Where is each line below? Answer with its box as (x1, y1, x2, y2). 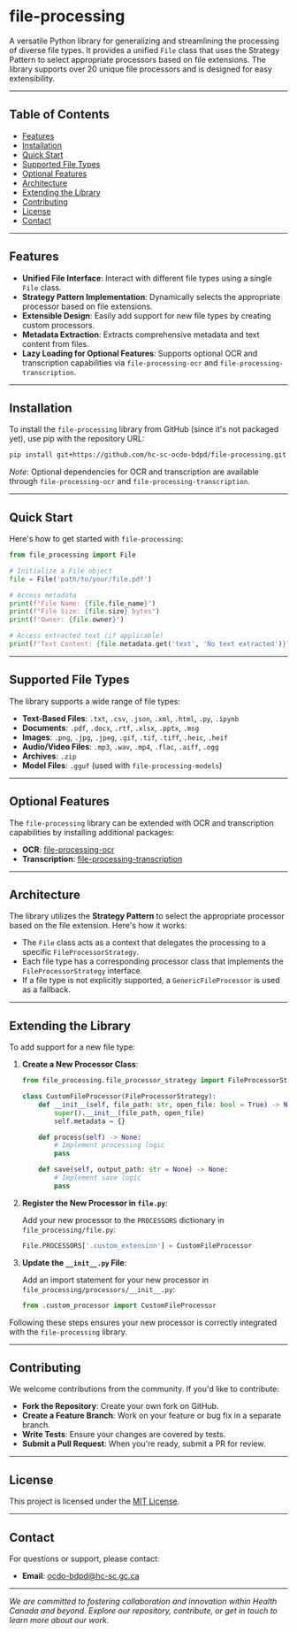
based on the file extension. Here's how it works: (9, 920, 187, 931)
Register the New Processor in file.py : (21, 1197, 168, 1208)
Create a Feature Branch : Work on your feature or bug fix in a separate (21, 1410, 282, 1421)
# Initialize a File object (9, 566, 113, 575)
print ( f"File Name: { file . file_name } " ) (9, 599, 156, 608)
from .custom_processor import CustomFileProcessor (21, 1301, 217, 1310)
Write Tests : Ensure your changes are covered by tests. (21, 1429, 226, 1440)
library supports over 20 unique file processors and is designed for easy (9, 64, 272, 74)
